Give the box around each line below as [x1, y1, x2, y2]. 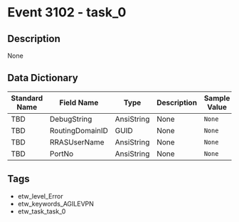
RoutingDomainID [49, 125, 109, 135]
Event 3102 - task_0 [7, 4, 127, 21]
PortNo [49, 149, 74, 159]
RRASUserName [49, 137, 105, 147]
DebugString [49, 114, 92, 124]
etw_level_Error [17, 191, 63, 200]
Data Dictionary [7, 72, 78, 84]
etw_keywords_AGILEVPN [17, 199, 95, 208]
